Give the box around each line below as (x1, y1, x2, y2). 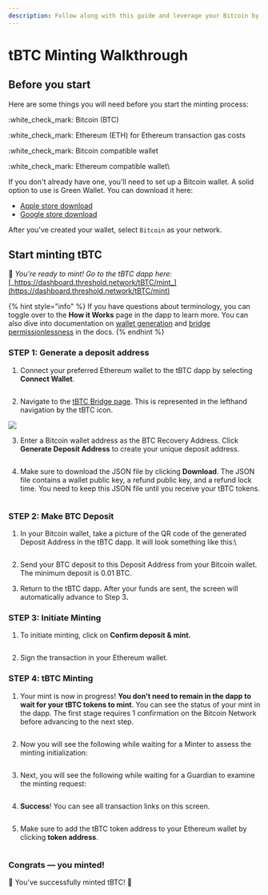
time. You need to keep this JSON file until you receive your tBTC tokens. (19, 484, 260, 493)
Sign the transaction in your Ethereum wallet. (19, 653, 168, 663)
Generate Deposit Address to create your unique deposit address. (19, 443, 240, 453)
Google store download (19, 209, 98, 219)
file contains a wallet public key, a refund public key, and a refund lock (19, 475, 252, 484)
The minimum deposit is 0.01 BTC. (19, 568, 132, 578)
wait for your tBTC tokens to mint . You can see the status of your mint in (19, 700, 261, 709)
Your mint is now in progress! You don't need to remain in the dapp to (19, 691, 252, 700)
